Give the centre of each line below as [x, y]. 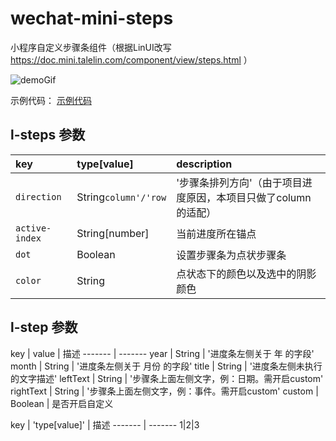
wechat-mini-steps [92, 18]
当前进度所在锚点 [216, 234]
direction [38, 196]
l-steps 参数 [48, 135]
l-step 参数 [44, 327]
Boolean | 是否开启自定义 [62, 403]
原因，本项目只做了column [249, 197]
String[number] [113, 233]
